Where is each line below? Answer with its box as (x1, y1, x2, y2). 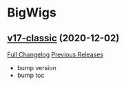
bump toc (17, 71, 45, 79)
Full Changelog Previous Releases (7, 50, 104, 58)
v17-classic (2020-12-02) (7, 32, 120, 44)
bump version (17, 64, 56, 72)
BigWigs (7, 5, 56, 21)
